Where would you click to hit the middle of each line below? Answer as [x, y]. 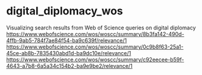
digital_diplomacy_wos [65, 11]
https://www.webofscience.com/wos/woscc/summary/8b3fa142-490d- [95, 34]
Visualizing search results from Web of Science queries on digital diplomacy [101, 28]
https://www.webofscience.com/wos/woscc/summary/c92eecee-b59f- [95, 59]
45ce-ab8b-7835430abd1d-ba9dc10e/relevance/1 [69, 53]
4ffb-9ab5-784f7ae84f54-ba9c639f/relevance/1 [67, 40]
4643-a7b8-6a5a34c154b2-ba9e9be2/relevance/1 [70, 66]
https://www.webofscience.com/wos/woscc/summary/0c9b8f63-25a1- [95, 47]
